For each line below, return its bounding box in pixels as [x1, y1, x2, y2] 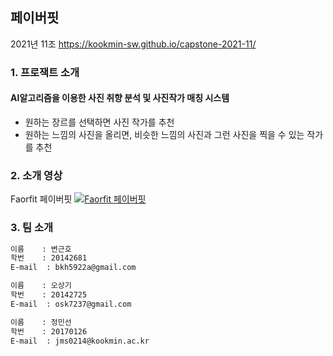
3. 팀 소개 [10, 221, 54, 235]
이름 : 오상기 [10, 281, 72, 291]
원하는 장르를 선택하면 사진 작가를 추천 [24, 116, 175, 128]
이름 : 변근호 [10, 244, 72, 254]
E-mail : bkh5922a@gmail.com [10, 263, 137, 273]
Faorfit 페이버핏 [10, 193, 73, 205]
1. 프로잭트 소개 [10, 65, 80, 79]
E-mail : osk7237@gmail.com [10, 299, 132, 309]
